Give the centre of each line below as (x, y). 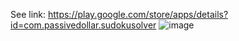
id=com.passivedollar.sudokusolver (83, 25)
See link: (28, 14)
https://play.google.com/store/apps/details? (138, 14)
